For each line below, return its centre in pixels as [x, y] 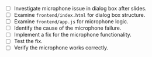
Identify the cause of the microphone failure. [68, 28]
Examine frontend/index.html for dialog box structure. [80, 15]
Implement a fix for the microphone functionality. [73, 35]
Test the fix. [28, 41]
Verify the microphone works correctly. [61, 48]
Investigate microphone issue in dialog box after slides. [80, 8]
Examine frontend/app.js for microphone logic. [71, 22]
